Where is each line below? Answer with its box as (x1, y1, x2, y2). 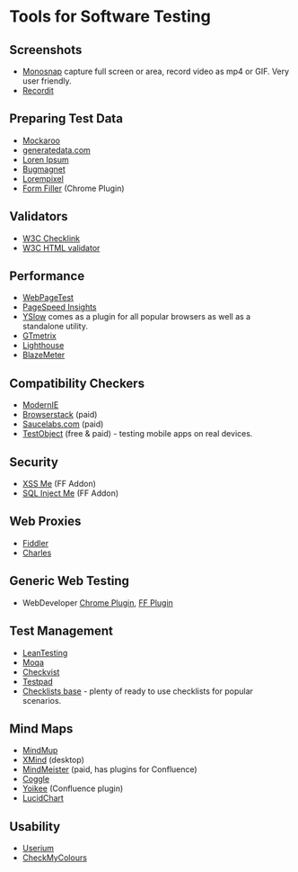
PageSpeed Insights (22, 301, 97, 312)
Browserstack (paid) (22, 409, 98, 420)
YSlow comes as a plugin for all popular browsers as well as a (22, 311, 251, 322)
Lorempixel (22, 173, 65, 184)
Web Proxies (9, 514, 82, 529)
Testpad (22, 676, 54, 687)
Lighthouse (22, 340, 65, 351)
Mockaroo (22, 135, 61, 146)
